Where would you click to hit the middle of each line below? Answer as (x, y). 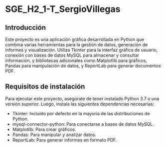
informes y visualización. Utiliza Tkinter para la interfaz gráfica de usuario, (82, 50)
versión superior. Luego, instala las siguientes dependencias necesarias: (80, 104)
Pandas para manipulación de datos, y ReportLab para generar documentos (83, 66)
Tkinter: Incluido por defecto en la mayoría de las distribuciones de (81, 113)
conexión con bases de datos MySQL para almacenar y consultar (72, 55)
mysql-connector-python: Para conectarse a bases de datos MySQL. (83, 124)
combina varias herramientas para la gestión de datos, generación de (77, 45)
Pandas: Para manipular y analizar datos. (54, 135)
